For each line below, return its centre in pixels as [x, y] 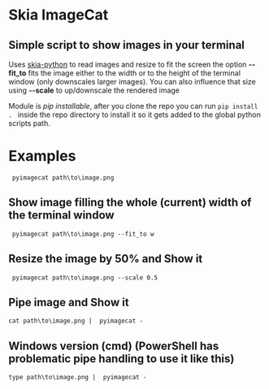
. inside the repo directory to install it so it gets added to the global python [135, 115]
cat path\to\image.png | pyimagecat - [76, 321]
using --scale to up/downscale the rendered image [94, 90]
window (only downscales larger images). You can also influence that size [132, 82]
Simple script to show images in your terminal [127, 45]
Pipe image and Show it [69, 302]
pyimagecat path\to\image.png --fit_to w [83, 234]
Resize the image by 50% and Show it [106, 259]
